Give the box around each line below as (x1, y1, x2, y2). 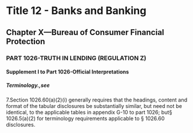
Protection (6, 36, 46, 46)
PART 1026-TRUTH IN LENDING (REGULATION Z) (6, 54, 147, 62)
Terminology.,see (6, 82, 50, 89)
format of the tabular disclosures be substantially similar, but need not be (6, 103, 182, 110)
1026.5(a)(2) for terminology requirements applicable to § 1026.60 (6, 115, 165, 122)
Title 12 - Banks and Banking (6, 4, 147, 17)
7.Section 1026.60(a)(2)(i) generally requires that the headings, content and (6, 96, 188, 103)
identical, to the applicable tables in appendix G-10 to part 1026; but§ (6, 109, 173, 116)
